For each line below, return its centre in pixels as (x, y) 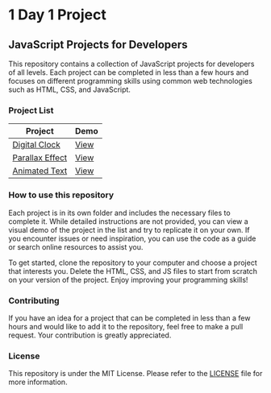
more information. (38, 382)
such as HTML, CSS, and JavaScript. (70, 89)
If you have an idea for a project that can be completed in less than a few (129, 318)
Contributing (34, 300)
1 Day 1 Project (57, 15)
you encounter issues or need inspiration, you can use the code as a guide (132, 238)
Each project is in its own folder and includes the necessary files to (120, 213)
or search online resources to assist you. (76, 246)
